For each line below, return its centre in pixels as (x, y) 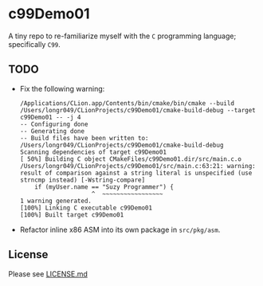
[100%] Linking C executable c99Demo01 (86, 208)
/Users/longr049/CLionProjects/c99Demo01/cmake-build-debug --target (138, 110)
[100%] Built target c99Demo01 (72, 215)
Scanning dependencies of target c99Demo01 (93, 152)
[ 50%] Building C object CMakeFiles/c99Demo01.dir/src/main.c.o (130, 159)
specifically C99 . (35, 44)
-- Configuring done (54, 124)
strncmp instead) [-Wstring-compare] (82, 180)
